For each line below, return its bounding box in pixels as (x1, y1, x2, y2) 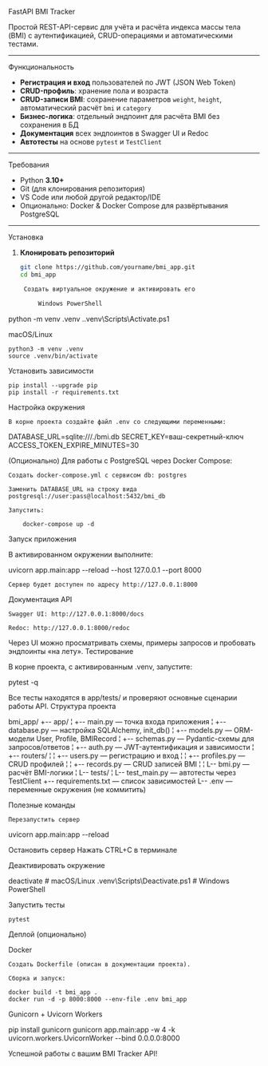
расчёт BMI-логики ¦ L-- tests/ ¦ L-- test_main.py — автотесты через (8, 767, 237, 777)
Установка (8, 232, 44, 242)
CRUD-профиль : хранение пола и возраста (19, 86, 169, 95)
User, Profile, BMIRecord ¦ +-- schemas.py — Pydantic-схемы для (35, 734, 254, 743)
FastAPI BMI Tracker (8, 7, 76, 16)
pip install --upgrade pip (8, 381, 98, 390)
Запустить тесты (8, 900, 65, 909)
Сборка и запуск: (8, 974, 66, 982)
